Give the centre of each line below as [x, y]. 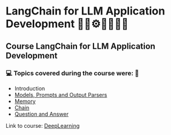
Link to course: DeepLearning [43, 125]
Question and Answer [42, 114]
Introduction [30, 88]
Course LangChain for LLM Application [81, 46]
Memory [25, 101]
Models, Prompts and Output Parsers [61, 95]
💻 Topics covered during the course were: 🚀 [72, 73]
